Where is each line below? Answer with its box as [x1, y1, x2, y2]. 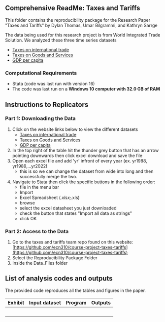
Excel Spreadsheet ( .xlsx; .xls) [19, 195, 80, 201]
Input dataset [29, 299, 62, 306]
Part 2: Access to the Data [5, 228, 69, 235]
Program [66, 299, 87, 306]
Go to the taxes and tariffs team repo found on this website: [12, 239, 133, 245]
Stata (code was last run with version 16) [12, 81, 95, 87]
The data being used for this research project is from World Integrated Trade [5, 32, 161, 38]
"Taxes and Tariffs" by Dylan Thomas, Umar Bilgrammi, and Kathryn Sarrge [5, 22, 158, 28]
